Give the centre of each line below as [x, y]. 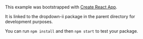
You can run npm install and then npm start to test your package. [71, 31]
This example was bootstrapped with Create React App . [61, 7]
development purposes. [29, 22]
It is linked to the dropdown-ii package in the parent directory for [70, 16]
